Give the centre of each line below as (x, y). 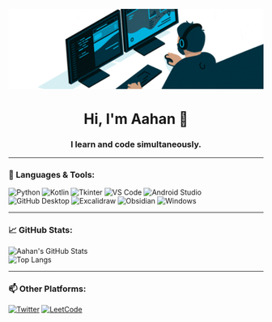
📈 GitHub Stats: (40, 230)
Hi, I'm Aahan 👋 (136, 119)
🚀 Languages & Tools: (52, 174)
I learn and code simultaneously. (136, 144)
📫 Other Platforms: (47, 289)
